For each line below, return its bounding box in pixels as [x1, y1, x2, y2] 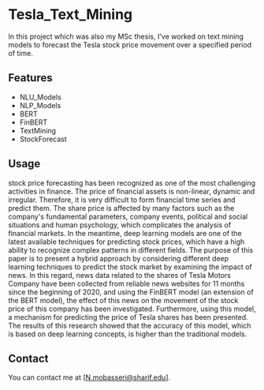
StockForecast [19, 134, 67, 144]
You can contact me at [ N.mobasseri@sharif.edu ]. [8, 373, 171, 382]
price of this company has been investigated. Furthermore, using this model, [8, 304, 256, 313]
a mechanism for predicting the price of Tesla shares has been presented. [8, 312, 248, 321]
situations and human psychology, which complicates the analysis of [8, 219, 232, 230]
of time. [8, 48, 33, 58]
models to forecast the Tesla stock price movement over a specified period [8, 39, 252, 49]
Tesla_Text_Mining [8, 6, 133, 24]
